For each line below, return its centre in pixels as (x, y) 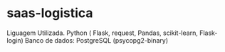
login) (15, 40)
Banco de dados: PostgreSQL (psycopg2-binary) (97, 40)
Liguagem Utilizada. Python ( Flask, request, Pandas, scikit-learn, (103, 33)
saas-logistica (50, 13)
